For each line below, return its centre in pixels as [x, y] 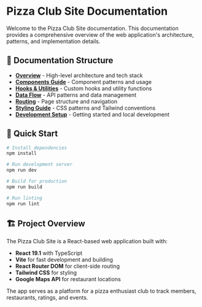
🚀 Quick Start [32, 134]
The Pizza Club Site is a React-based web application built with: [87, 241]
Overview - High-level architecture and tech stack [79, 75]
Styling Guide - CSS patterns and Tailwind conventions [85, 108]
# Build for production [37, 181]
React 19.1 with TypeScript [49, 253]
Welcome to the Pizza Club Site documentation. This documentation [93, 28]
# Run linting [25, 198]
